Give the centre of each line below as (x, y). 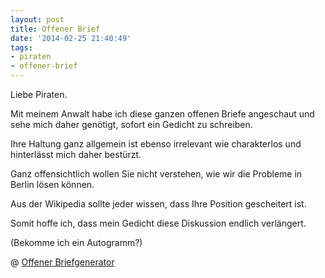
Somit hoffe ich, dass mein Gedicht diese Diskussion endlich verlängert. (158, 223)
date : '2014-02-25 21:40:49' (71, 38)
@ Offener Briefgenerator (62, 262)
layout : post (37, 19)
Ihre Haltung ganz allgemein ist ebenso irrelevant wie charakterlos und (156, 144)
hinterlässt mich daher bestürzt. (76, 154)
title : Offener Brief (55, 29)
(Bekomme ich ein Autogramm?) (76, 242)
